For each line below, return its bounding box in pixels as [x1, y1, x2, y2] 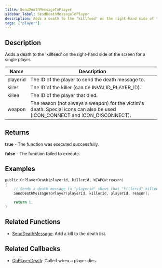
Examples [5, 165, 35, 173]
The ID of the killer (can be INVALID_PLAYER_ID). [30, 84, 141, 91]
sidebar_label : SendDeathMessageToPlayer [5, 12, 90, 16]
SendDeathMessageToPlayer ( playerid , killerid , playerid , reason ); [13, 191, 150, 196]
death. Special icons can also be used [30, 106, 116, 113]
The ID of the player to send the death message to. [30, 76, 146, 83]
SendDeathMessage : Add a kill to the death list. [12, 231, 107, 236]
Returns [5, 128, 30, 137]
